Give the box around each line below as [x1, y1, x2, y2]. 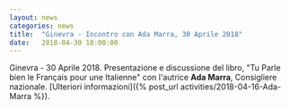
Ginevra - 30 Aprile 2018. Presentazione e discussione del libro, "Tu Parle [9, 63, 281, 73]
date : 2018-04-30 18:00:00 [9, 38, 119, 47]
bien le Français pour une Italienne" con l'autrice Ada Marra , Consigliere [9, 72, 277, 83]
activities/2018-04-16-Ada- [180, 81, 281, 92]
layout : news [9, 13, 58, 22]
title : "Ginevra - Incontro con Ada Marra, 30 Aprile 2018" [9, 29, 243, 38]
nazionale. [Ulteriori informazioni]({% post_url [9, 81, 179, 92]
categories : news [9, 21, 75, 30]
